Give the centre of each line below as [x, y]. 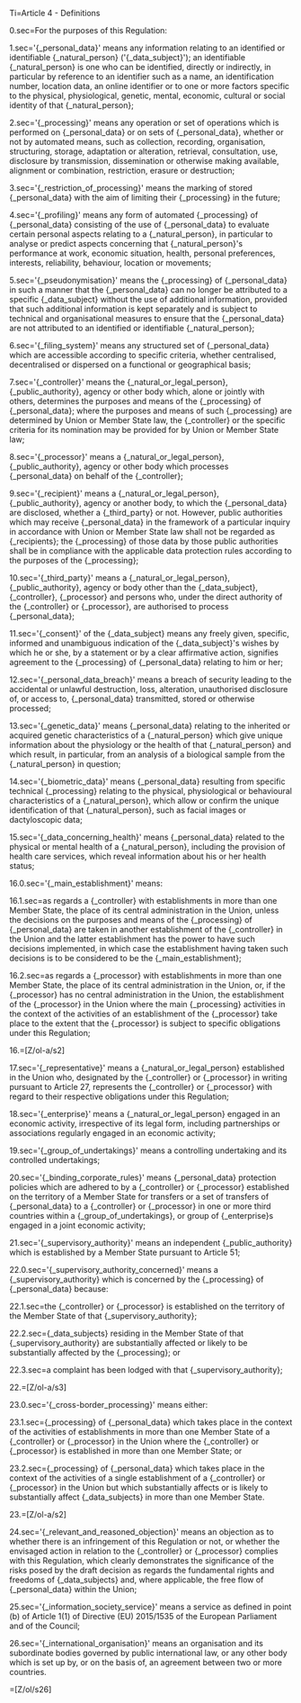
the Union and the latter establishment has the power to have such [133, 939]
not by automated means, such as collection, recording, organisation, [137, 142]
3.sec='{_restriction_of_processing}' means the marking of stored [131, 188]
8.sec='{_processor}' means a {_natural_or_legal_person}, [117, 457]
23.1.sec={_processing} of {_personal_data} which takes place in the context [151, 1422]
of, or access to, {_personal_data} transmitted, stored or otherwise [132, 698]
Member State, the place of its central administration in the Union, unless [144, 910]
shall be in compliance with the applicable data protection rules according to [150, 551]
